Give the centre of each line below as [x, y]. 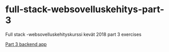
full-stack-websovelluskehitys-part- [85, 9]
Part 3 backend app [26, 44]
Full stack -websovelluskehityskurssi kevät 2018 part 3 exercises [74, 34]
